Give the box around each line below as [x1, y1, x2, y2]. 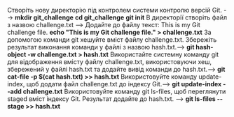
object [7, 50, 27, 58]
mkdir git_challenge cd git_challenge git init [15, 13, 145, 22]
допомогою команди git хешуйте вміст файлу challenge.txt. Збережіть [7, 36, 217, 44]
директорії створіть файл [151, 13, 228, 22]
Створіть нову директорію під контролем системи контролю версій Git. [7, 6, 223, 14]
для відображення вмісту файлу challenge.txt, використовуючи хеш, [7, 58, 212, 65]
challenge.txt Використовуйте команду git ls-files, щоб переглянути [22, 87, 226, 95]
